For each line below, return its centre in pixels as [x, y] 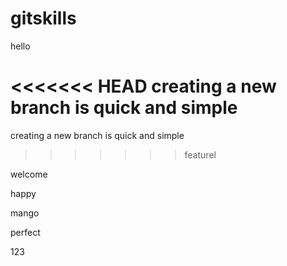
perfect [25, 232]
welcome [29, 174]
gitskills [43, 18]
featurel [200, 154]
